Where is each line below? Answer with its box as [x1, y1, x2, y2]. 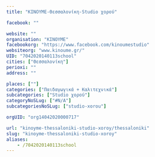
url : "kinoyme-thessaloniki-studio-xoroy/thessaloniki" [6, 125, 150, 131]
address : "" [6, 70, 36, 76]
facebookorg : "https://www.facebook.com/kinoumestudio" [6, 42, 150, 48]
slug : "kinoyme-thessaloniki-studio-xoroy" [6, 130, 118, 136]
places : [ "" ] [6, 81, 39, 87]
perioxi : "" [6, 64, 36, 70]
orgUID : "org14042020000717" [6, 114, 80, 120]
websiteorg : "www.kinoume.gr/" [6, 48, 85, 54]
